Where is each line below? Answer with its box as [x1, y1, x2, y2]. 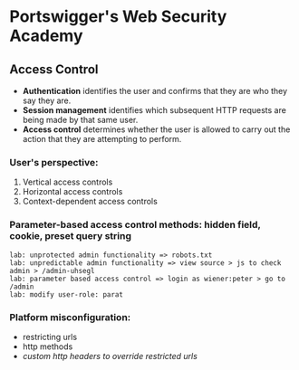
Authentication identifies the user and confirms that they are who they [22, 86, 288, 96]
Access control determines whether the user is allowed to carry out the [22, 124, 291, 135]
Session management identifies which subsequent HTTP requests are [22, 105, 287, 115]
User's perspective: [9, 156, 99, 168]
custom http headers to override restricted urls [22, 350, 198, 361]
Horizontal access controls [22, 186, 123, 197]
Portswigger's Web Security [9, 6, 227, 27]
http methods [22, 341, 73, 352]
